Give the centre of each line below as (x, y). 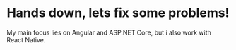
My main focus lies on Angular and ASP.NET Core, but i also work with (109, 32)
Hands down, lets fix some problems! (118, 13)
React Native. (26, 39)
